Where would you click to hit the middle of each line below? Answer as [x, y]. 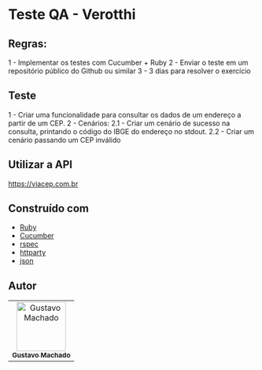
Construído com [48, 209]
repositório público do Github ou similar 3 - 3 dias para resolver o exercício [129, 71]
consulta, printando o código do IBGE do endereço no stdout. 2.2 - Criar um [131, 131]
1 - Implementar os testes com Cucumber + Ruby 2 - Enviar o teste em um [128, 62]
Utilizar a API [41, 164]
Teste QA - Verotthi [72, 15]
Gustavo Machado [41, 355]
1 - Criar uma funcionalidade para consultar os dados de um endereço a [125, 114]
